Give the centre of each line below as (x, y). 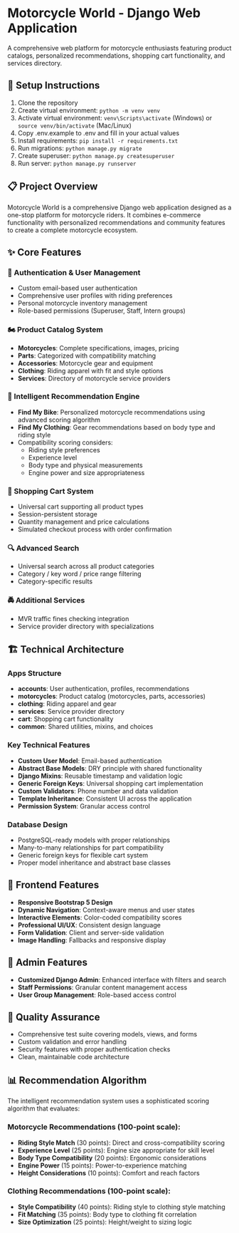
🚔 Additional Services (46, 600)
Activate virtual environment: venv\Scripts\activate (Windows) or (115, 118)
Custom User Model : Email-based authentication (90, 761)
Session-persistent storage (57, 514)
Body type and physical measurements (86, 465)
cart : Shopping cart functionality (65, 719)
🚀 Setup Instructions (54, 86)
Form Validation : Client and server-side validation (91, 932)
